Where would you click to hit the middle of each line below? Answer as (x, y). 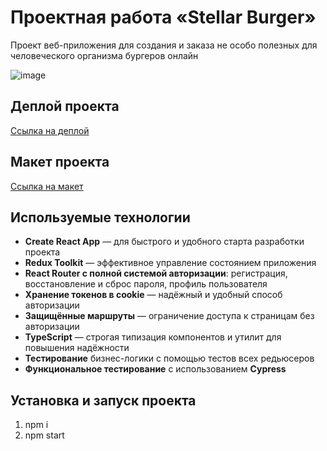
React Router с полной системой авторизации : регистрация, (156, 273)
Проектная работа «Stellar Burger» (163, 17)
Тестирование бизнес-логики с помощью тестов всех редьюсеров (169, 358)
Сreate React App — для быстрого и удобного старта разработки (164, 242)
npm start (44, 435)
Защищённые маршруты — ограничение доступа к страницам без (169, 316)
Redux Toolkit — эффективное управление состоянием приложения (170, 263)
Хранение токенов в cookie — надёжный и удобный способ (153, 295)
